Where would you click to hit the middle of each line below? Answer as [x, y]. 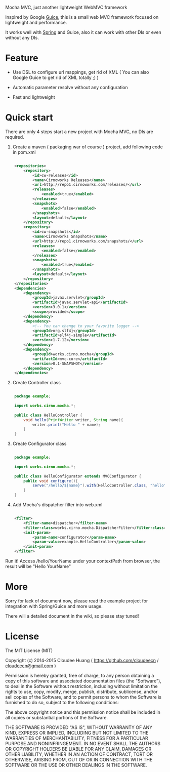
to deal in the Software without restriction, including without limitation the [81, 686]
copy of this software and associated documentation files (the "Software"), [83, 681]
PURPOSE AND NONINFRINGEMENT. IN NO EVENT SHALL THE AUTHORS [83, 743]
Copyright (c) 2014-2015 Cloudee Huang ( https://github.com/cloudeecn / [82, 660]
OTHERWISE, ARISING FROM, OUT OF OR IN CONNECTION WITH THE [79, 759]
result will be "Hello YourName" [38, 566]
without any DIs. [22, 38]
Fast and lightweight [34, 97]
